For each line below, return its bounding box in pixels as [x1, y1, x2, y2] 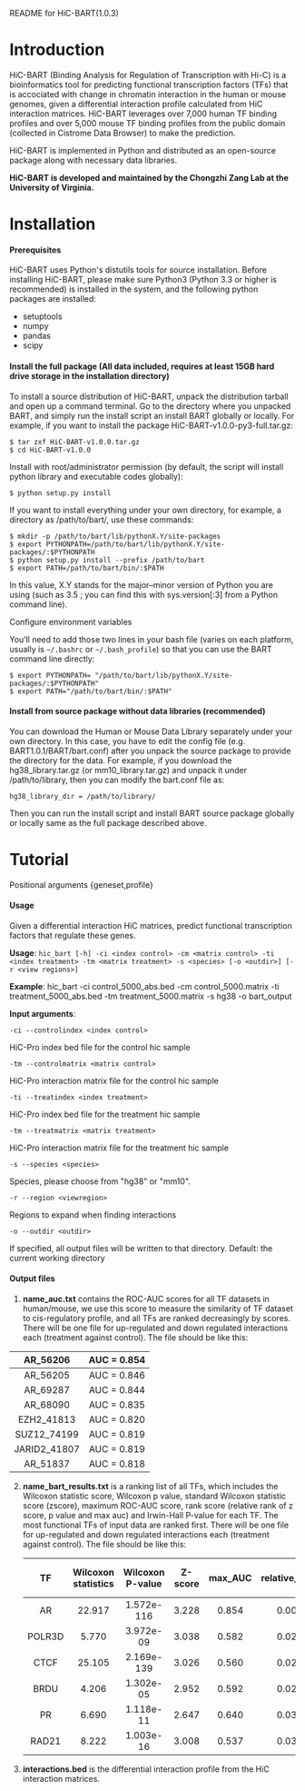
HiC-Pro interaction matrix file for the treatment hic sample [9, 1142, 230, 1153]
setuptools [22, 311, 63, 322]
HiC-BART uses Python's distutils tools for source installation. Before [9, 264, 268, 275]
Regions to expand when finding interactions [9, 1209, 177, 1220]
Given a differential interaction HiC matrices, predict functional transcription [9, 920, 292, 930]
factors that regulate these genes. [9, 930, 136, 940]
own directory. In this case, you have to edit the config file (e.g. [9, 735, 246, 746]
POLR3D [26, 1630, 64, 1643]
